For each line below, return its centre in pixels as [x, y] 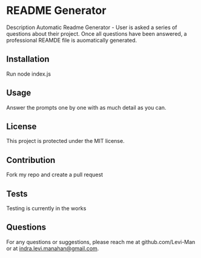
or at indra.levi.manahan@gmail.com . [53, 248]
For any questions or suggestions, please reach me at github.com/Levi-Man [101, 242]
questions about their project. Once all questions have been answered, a [97, 33]
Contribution [31, 160]
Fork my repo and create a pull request [55, 175]
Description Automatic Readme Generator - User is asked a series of [92, 27]
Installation [28, 59]
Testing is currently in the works [46, 208]
